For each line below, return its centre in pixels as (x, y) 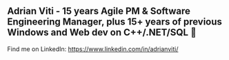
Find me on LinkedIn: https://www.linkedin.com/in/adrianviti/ (93, 49)
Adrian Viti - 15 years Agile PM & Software (99, 11)
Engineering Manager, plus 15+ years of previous (115, 22)
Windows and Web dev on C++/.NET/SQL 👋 (102, 32)
